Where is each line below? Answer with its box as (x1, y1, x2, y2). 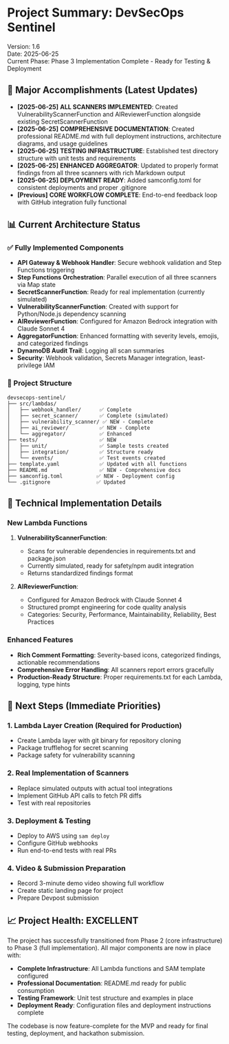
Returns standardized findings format (27, 569, 133, 578)
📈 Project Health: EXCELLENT (7, 914, 139, 926)
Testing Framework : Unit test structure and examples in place (17, 994, 194, 1002)
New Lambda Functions (7, 518, 88, 528)
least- (188, 354, 206, 362)
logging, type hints (17, 680, 71, 688)
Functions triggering (17, 266, 75, 274)
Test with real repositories (17, 798, 91, 807)
